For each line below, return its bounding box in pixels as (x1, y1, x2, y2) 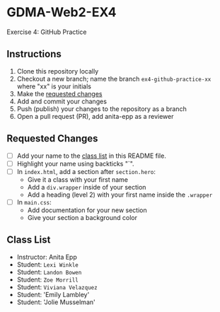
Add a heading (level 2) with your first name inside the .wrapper (27, 190, 213, 199)
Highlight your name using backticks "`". (16, 159, 135, 168)
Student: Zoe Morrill (16, 275, 79, 284)
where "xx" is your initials (16, 82, 91, 91)
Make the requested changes (16, 89, 103, 98)
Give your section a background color (27, 213, 137, 221)
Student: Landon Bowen (16, 267, 82, 276)
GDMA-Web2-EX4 (6, 4, 117, 21)
